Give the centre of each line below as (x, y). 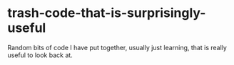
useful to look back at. (40, 55)
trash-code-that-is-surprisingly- (107, 13)
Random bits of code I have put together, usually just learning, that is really (117, 47)
